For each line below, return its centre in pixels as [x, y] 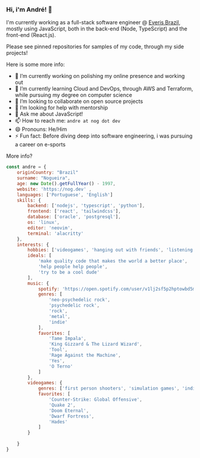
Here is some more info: [36, 64]
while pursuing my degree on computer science [74, 95]
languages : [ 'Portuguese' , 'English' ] [65, 195]
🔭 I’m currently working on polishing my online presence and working [100, 76]
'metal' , [59, 316]
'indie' [58, 322]
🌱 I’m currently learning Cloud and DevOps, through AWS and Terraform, [104, 89]
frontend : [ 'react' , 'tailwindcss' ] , [74, 211]
